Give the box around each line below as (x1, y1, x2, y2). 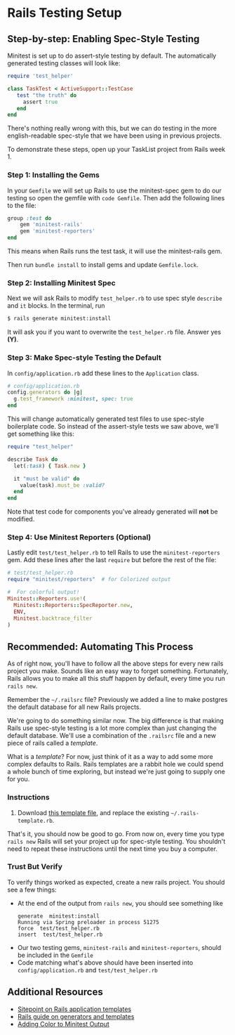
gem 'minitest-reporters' (20, 228, 96, 235)
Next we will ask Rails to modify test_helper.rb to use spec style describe (7, 294, 222, 303)
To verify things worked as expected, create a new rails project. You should (7, 878, 225, 886)
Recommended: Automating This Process (7, 641, 194, 653)
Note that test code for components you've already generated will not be (7, 507, 218, 516)
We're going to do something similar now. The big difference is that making (7, 717, 224, 725)
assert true (22, 98, 58, 105)
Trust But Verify (7, 862, 63, 872)
